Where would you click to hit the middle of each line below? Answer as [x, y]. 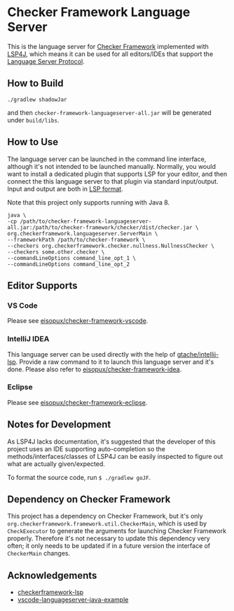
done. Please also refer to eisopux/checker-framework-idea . [95, 369]
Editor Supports [43, 286]
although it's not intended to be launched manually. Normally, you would [111, 166]
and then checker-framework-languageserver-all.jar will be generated [109, 112]
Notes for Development [59, 425]
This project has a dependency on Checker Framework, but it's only [105, 516]
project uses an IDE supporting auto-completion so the [87, 448]
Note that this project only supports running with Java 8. [89, 202]
